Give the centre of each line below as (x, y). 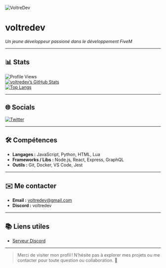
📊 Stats (18, 62)
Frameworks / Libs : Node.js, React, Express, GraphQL (68, 160)
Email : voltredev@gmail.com (42, 200)
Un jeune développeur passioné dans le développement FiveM (69, 41)
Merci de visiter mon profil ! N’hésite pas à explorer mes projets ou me (88, 255)
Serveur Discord (29, 241)
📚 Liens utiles (27, 226)
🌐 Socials (20, 107)
